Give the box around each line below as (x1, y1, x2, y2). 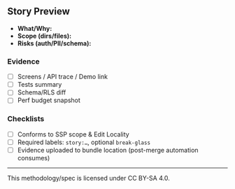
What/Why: (17, 24, 52, 32)
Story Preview (7, 6, 70, 17)
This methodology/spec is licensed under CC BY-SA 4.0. (7, 174, 170, 182)
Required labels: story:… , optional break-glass (17, 138, 151, 146)
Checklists (7, 114, 45, 124)
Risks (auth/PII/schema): (17, 38, 92, 48)
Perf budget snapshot (17, 96, 80, 104)
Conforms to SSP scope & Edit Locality (17, 129, 129, 139)
